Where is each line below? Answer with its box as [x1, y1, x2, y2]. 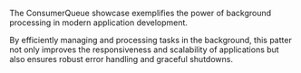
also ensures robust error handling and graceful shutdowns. [9, 54, 234, 64]
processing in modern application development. [9, 17, 189, 28]
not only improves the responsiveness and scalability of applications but [9, 44, 279, 55]
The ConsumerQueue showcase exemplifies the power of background [9, 8, 272, 18]
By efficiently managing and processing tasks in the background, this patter [9, 35, 292, 45]
